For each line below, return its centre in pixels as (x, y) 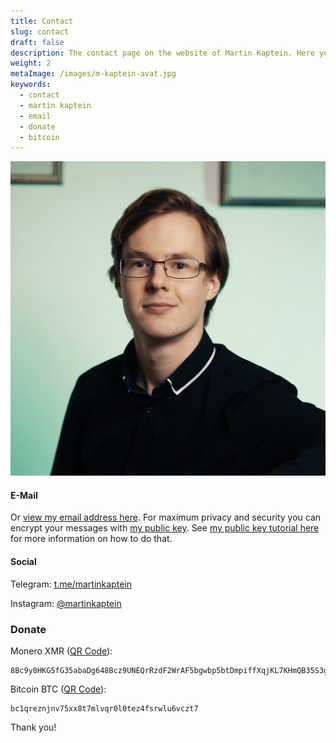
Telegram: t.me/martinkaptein (71, 584)
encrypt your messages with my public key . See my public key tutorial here (165, 528)
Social (23, 562)
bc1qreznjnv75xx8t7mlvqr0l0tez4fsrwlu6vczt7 (104, 708)
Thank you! (33, 727)
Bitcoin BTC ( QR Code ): (58, 689)
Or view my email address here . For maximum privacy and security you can (166, 517)
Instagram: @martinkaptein (66, 603)
